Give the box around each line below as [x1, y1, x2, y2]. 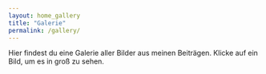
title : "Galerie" [8, 19, 66, 27]
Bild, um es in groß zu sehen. [8, 56, 104, 66]
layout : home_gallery [8, 11, 81, 20]
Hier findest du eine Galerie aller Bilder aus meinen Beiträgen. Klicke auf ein [8, 49, 259, 58]
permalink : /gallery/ [8, 26, 81, 34]
